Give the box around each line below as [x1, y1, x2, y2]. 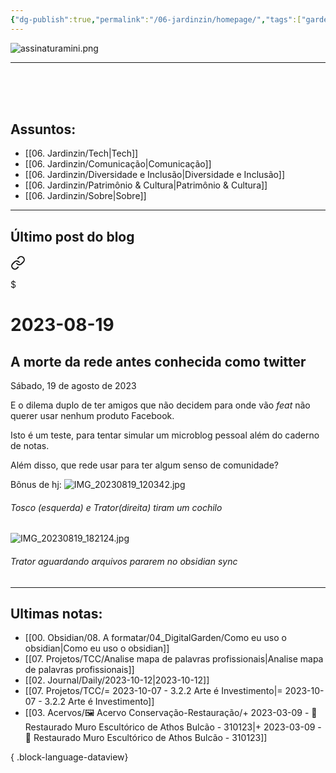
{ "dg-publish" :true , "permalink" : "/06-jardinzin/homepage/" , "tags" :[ [10, 14, 302, 25]
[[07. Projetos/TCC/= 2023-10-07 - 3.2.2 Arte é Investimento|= [24, 685, 283, 697]
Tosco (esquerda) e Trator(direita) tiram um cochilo [10, 501, 223, 513]
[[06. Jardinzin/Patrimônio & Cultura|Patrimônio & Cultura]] [24, 179, 268, 191]
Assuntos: [10, 121, 77, 138]
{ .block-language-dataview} [10, 751, 129, 763]
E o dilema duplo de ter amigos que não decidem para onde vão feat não [10, 399, 311, 411]
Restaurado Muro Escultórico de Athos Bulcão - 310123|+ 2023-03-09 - [24, 721, 322, 733]
